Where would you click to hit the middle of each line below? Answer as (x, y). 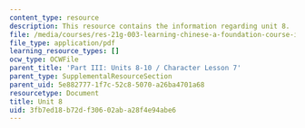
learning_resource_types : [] (64, 51)
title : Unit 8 (36, 101)
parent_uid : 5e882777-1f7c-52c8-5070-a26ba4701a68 (107, 85)
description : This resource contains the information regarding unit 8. (150, 26)
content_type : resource (54, 18)
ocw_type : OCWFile (44, 59)
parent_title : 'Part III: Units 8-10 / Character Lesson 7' (126, 69)
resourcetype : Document (54, 93)
